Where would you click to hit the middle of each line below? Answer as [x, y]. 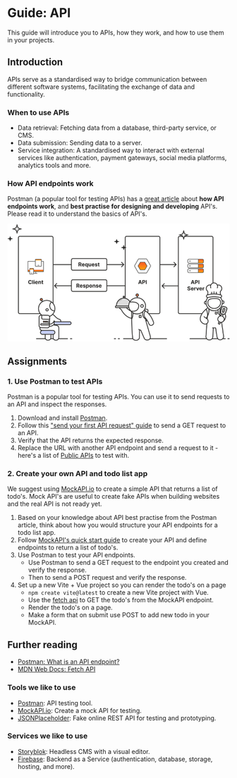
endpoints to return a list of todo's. [68, 547]
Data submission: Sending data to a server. [80, 143]
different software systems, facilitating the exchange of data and [101, 87]
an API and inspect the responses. [57, 404]
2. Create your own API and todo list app [78, 474]
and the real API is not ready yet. [55, 504]
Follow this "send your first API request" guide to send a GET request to [122, 425]
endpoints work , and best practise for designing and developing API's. [113, 207]
